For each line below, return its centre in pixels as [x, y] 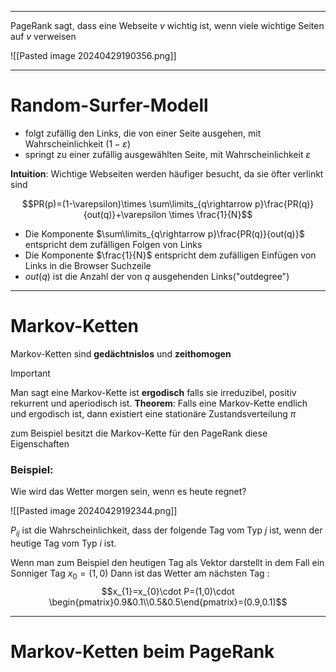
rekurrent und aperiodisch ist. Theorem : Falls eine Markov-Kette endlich [159, 403]
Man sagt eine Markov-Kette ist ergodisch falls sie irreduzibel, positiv [153, 392]
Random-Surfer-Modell [109, 105]
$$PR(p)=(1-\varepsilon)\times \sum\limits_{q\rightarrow [137, 203]
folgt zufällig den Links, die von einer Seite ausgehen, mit [143, 133]
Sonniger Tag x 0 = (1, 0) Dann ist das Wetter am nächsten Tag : [140, 574]
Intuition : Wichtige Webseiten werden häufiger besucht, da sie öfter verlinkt [167, 173]
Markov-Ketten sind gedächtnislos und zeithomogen [121, 353]
